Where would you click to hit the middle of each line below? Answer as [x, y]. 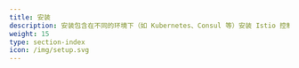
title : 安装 [30, 17]
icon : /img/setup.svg [49, 50]
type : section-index [48, 42]
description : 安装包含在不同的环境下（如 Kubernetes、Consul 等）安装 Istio [142, 26]
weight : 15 [29, 34]
